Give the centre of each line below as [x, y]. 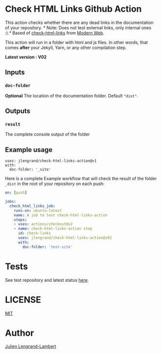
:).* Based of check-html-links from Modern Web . [55, 33]
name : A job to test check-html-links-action [61, 215]
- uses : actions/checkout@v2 [43, 224]
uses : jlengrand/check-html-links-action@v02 [65, 238]
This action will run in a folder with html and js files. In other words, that [77, 42]
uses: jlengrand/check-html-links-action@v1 [51, 161]
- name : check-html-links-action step [53, 229]
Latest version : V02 [26, 57]
